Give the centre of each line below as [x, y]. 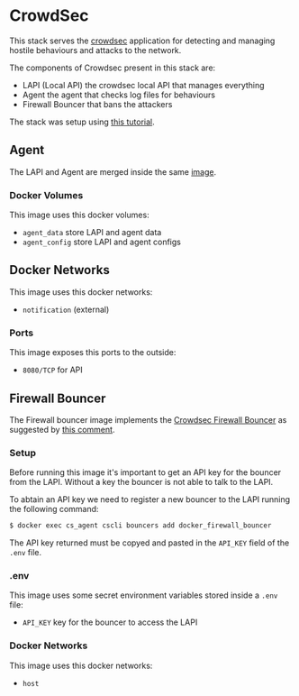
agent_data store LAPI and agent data [92, 233]
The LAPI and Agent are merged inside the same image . [113, 171]
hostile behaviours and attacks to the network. [95, 50]
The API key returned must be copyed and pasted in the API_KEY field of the [149, 543]
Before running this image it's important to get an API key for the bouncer [145, 472]
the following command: [54, 509]
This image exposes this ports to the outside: [93, 353]
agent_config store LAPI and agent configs [102, 242]
